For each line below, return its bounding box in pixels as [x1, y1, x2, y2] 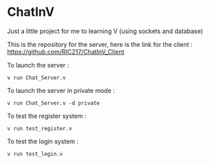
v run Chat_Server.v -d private [7, 99, 100, 107]
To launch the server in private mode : [7, 86, 115, 94]
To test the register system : [7, 112, 87, 120]
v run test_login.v [7, 150, 63, 157]
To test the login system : [7, 137, 79, 145]
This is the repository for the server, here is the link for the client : [7, 40, 193, 48]
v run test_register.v [7, 125, 72, 132]
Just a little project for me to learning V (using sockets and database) [7, 27, 203, 35]
